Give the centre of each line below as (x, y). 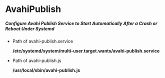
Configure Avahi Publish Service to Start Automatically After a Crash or (81, 23)
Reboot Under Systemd (30, 28)
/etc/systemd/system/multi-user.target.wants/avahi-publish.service (86, 51)
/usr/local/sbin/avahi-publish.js (46, 70)
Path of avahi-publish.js (37, 60)
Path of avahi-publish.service (43, 41)
